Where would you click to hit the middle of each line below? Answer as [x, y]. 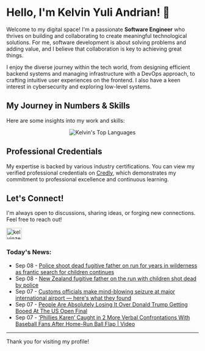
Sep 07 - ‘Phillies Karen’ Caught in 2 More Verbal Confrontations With [103, 317]
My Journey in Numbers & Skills [68, 106]
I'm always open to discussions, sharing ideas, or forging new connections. [101, 213]
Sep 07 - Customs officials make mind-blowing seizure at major [95, 291]
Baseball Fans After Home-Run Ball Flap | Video [75, 324]
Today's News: [29, 252]
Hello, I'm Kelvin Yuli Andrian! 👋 [88, 13]
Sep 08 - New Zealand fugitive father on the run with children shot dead [106, 278]
